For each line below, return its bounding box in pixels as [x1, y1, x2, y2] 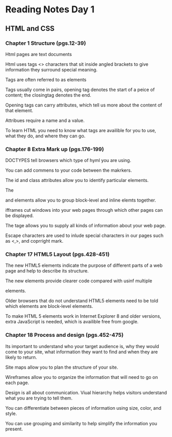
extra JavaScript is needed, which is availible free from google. [5, 319, 139, 325]
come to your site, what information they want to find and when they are [5, 349, 158, 355]
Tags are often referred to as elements [5, 76, 87, 83]
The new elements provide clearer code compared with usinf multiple [5, 278, 152, 284]
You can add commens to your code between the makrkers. [5, 167, 132, 173]
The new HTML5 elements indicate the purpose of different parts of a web [5, 262, 163, 268]
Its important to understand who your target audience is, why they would [5, 343, 159, 349]
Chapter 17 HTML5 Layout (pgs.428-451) [5, 251, 110, 258]
